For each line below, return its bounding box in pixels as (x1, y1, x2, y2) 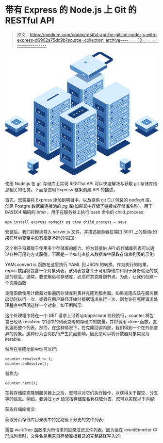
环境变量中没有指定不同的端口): (13, 235, 76, 241)
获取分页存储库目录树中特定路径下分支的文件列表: (5, 417, 104, 423)
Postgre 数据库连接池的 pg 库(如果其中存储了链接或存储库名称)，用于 (14, 203, 153, 209)
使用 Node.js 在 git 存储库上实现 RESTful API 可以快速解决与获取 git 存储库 (5, 180, 153, 187)
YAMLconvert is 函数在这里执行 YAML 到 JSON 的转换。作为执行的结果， (5, 262, 151, 267)
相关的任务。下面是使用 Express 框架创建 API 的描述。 (9, 187, 118, 193)
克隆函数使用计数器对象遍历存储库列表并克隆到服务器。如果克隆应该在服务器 (5, 290, 158, 296)
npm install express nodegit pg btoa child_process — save (5, 220, 127, 225)
